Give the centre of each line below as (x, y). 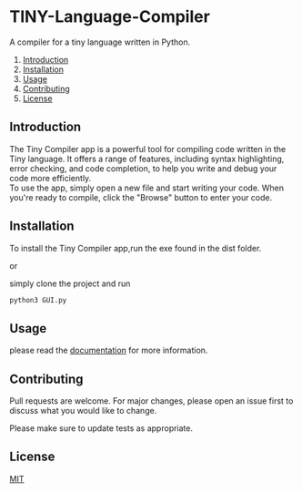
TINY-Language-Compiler (110, 17)
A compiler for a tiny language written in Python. (100, 42)
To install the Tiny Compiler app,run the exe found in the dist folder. (136, 248)
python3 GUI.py (38, 300)
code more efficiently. (50, 178)
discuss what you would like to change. (83, 411)
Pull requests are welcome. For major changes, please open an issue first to (151, 401)
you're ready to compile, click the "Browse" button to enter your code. (141, 197)
